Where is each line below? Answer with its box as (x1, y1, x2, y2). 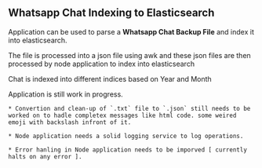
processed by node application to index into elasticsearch (8, 59, 195, 68)
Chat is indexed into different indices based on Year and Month (8, 74, 212, 83)
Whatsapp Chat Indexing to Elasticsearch (8, 6, 215, 20)
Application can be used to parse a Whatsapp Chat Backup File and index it (8, 27, 255, 36)
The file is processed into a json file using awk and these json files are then (8, 50, 251, 60)
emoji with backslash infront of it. (8, 118, 132, 126)
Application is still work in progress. (8, 89, 123, 99)
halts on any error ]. (8, 152, 82, 160)
